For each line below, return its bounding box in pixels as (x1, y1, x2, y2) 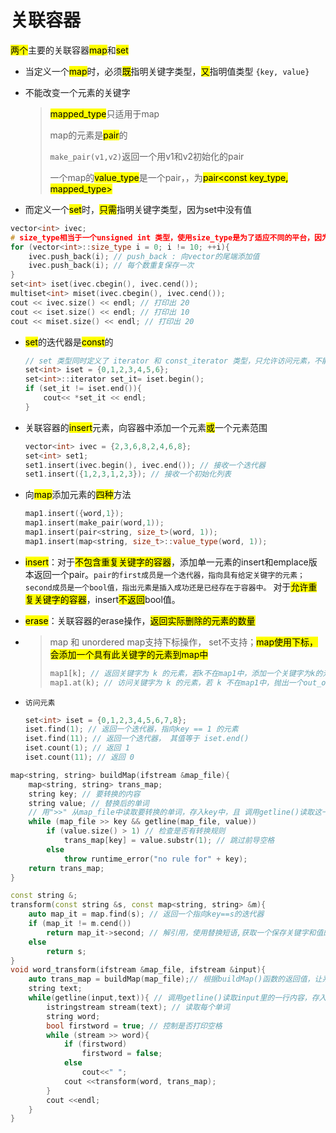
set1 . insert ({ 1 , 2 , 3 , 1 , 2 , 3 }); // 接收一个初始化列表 (24, 469, 232, 480)
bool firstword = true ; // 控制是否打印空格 (46, 1021, 223, 1031)
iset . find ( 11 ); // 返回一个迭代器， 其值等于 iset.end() (24, 734, 250, 744)
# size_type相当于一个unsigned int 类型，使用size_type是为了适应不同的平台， (10, 232, 315, 243)
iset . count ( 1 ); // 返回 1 (24, 743, 130, 753)
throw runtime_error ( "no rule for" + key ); (63, 854, 248, 864)
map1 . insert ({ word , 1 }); (24, 509, 125, 519)
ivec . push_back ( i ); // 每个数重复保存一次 (28, 261, 195, 271)
